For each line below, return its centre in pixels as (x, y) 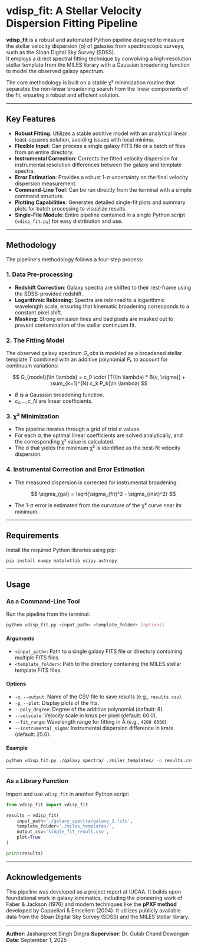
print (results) (25, 853)
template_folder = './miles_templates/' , (66, 826)
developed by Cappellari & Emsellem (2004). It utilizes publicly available (93, 910)
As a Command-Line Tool (43, 601)
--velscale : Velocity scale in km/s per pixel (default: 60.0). (86, 715)
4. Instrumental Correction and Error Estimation (75, 469)
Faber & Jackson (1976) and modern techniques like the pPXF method (91, 904)
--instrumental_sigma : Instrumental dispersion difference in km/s (94, 728)
